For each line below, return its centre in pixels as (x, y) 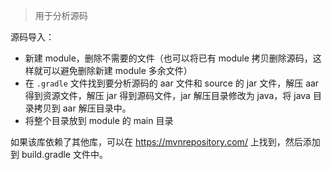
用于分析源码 (61, 15)
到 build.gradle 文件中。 (59, 154)
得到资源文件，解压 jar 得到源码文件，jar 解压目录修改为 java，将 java (167, 95)
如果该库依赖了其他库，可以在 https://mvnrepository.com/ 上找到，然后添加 (165, 142)
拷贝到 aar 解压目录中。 (82, 108)
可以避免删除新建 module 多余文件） (117, 70)
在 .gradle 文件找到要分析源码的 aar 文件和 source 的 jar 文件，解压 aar (172, 83)
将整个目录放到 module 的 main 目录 (99, 120)
